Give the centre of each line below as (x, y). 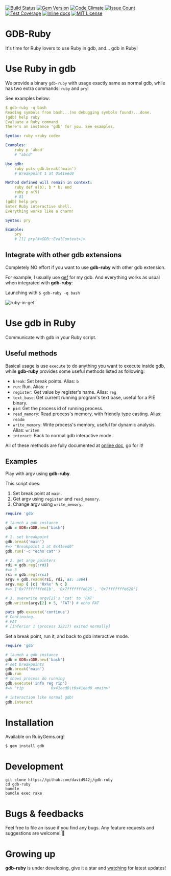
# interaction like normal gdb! (40, 697)
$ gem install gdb (25, 746)
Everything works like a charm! (40, 211)
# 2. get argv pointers (31, 560)
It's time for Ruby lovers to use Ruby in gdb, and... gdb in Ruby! (71, 48)
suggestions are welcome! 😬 (35, 833)
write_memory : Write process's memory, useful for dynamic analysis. (84, 424)
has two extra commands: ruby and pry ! (47, 88)
